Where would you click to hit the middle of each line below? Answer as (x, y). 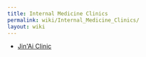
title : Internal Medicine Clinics (58, 14)
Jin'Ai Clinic (34, 47)
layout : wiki (26, 26)
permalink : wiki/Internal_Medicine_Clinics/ (73, 20)
